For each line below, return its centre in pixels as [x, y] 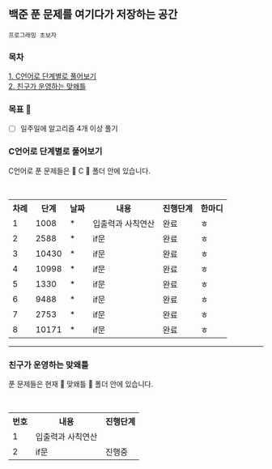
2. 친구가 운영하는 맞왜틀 [47, 87]
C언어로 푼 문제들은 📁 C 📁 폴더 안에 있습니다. [80, 171]
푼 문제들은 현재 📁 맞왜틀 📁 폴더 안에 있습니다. [81, 384]
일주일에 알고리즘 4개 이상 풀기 [69, 129]
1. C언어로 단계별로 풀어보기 [53, 76]
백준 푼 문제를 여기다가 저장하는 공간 [93, 15]
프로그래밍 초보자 [32, 35]
